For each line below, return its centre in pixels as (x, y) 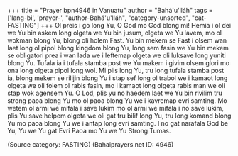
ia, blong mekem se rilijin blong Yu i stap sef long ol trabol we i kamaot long (118, 78)
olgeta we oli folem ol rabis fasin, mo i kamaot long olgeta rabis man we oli (116, 85)
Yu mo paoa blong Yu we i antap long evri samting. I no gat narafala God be (118, 123)
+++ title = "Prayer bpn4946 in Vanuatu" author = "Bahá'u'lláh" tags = (110, 10)
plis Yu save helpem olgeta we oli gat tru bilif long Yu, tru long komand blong (119, 116)
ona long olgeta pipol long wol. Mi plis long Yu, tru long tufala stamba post (116, 71)
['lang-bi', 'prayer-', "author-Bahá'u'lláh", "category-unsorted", (99, 18)
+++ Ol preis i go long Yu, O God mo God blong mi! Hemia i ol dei (136, 25)
